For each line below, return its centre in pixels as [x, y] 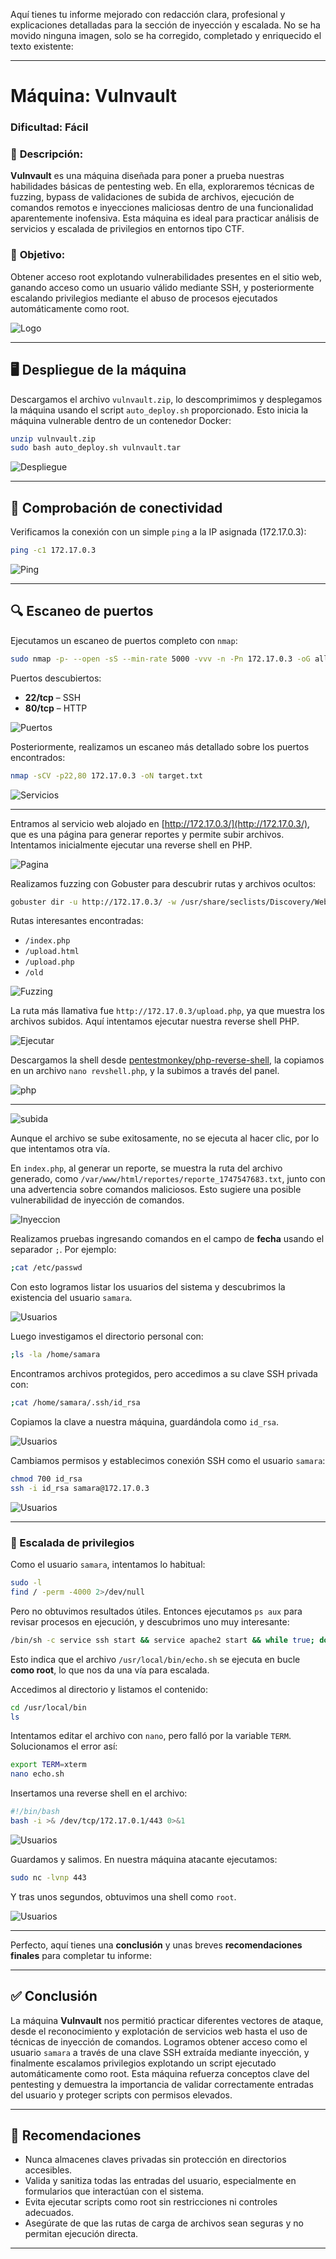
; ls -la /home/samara [55, 1355]
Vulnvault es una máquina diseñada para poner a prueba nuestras [147, 176]
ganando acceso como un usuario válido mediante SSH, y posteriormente [162, 287]
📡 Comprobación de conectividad [116, 507]
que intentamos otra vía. [60, 1149]
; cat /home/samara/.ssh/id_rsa [75, 1403]
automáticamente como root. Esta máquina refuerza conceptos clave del [160, 2073]
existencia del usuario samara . [71, 1298]
